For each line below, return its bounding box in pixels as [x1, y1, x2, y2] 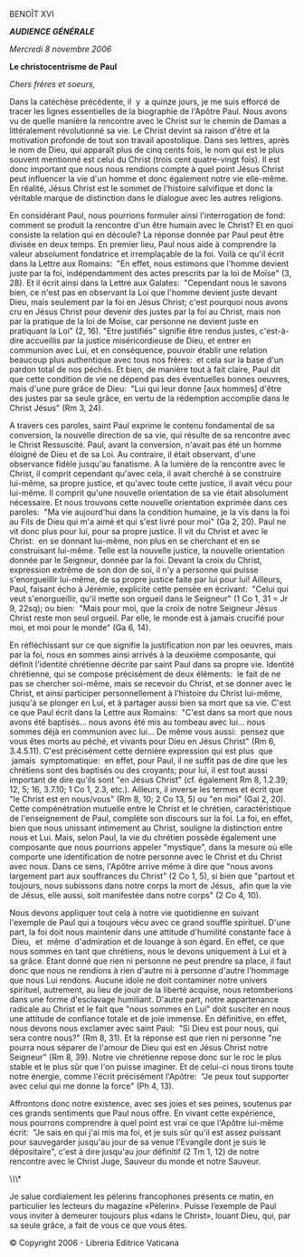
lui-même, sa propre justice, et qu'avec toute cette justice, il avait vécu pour [9, 478, 292, 488]
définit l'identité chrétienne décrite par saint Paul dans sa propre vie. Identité [9, 659, 295, 669]
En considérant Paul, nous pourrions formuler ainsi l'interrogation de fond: [9, 210, 286, 221]
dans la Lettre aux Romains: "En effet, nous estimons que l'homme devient [9, 258, 290, 269]
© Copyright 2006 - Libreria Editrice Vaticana [9, 1237, 179, 1248]
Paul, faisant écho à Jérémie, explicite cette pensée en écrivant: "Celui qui [9, 584, 290, 594]
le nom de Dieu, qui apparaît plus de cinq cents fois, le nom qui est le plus [9, 145, 285, 155]
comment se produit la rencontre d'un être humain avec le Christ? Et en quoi [9, 220, 294, 230]
